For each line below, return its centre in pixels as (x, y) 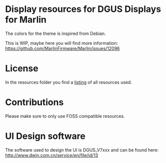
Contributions (34, 102)
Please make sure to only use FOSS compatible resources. (65, 116)
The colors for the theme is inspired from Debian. (55, 33)
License (22, 69)
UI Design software (45, 136)
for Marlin (26, 20)
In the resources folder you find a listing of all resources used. (69, 82)
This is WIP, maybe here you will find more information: (62, 43)
